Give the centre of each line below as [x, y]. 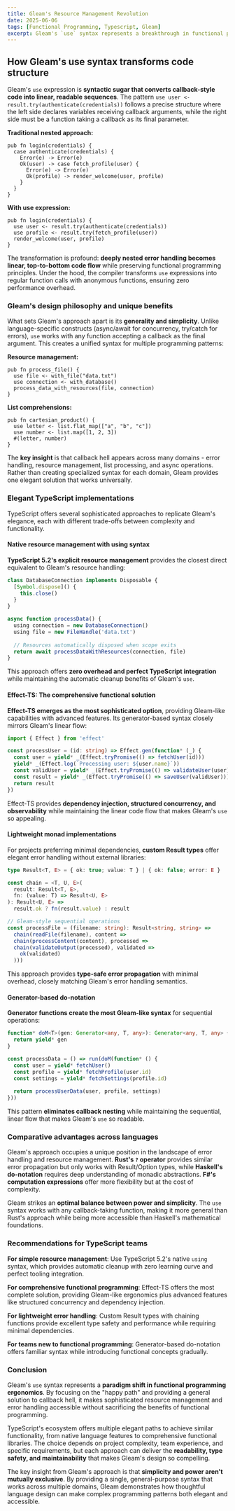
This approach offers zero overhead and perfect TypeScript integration [112, 671]
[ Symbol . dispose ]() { [45, 587]
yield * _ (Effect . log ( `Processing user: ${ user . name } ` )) [97, 764]
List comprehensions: [40, 408]
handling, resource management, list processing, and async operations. [111, 465]
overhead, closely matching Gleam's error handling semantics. [97, 981]
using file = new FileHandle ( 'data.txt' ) [75, 632]
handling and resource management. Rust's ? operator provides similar [110, 1159]
